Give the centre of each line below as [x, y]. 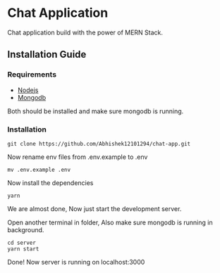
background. [26, 229]
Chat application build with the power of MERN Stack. [85, 32]
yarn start [23, 249]
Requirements [32, 75]
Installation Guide [47, 55]
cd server [22, 243]
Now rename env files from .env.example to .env [78, 157]
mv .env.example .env [39, 170]
